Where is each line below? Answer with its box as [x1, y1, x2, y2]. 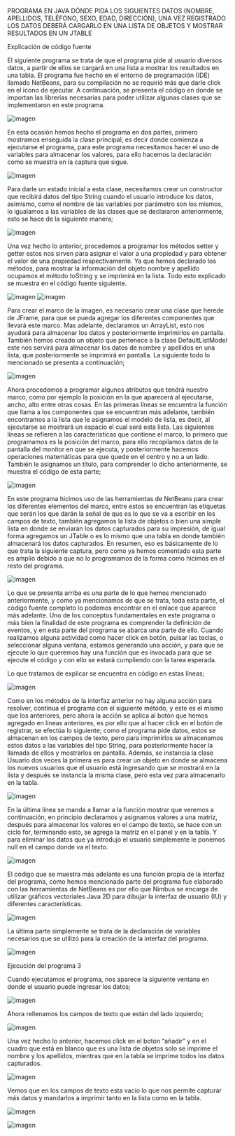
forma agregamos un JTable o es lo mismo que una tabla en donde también [7, 532, 225, 540]
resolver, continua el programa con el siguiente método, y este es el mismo [7, 704, 224, 712]
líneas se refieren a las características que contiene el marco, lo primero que [7, 430, 228, 438]
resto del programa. [7, 561, 64, 570]
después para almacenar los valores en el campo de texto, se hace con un [7, 821, 222, 828]
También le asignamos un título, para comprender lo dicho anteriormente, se [7, 460, 228, 468]
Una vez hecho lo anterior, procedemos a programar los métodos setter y [7, 242, 219, 250]
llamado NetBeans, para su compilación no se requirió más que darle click [7, 78, 221, 87]
